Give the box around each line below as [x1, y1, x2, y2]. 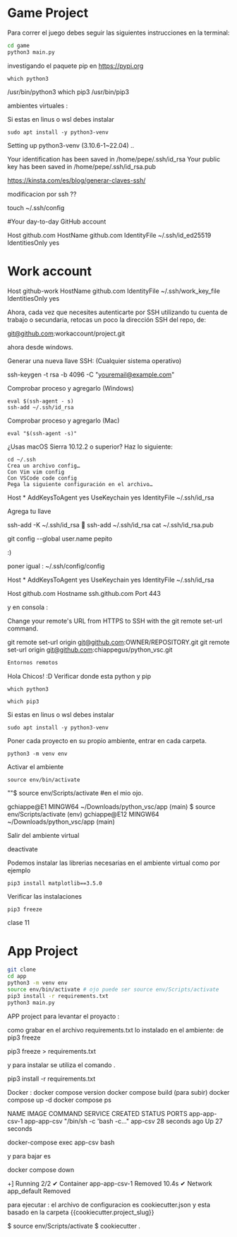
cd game [7, 42, 30, 49]
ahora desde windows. [7, 343, 74, 351]
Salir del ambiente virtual [7, 831, 80, 839]
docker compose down [7, 1166, 75, 1174]
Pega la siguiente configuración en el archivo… [7, 481, 153, 488]
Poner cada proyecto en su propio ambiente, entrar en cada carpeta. [7, 736, 207, 744]
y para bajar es [7, 1151, 51, 1160]
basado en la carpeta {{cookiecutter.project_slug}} [7, 1208, 154, 1216]
